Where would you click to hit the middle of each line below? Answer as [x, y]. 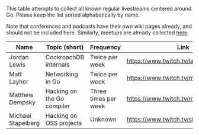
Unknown [103, 119]
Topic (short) [65, 47]
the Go [55, 99]
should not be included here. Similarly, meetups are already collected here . [98, 33]
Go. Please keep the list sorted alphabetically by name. [73, 15]
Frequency [105, 47]
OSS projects [64, 123]
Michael [20, 116]
